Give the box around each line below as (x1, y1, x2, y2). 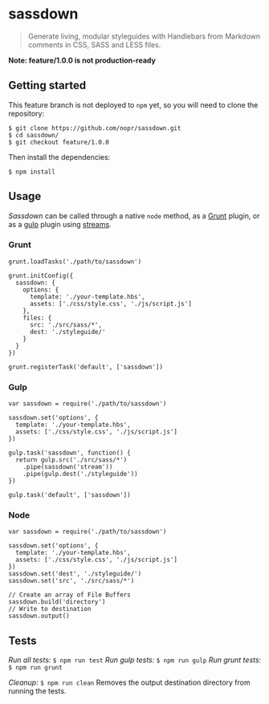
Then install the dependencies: (8, 152, 111, 161)
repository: (8, 108, 45, 118)
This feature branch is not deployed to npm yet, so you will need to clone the (8, 100, 259, 109)
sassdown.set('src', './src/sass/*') (8, 577, 135, 585)
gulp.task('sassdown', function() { (8, 449, 131, 458)
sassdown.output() (8, 612, 70, 621)
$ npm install (8, 168, 56, 176)
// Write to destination (8, 605, 92, 613)
